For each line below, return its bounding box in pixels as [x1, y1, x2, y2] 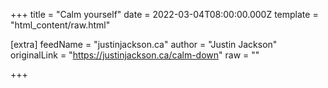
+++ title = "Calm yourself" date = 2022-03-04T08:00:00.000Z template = [10, 9, 319, 20]
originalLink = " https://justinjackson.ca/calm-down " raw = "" [10, 49, 260, 61]
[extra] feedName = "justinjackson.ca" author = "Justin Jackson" [10, 39, 278, 50]
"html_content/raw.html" [10, 19, 111, 31]
